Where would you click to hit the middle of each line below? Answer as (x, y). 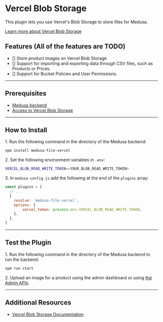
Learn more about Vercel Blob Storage (43, 31)
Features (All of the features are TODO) (65, 47)
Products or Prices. (31, 68)
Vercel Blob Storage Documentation (48, 314)
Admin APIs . (17, 283)
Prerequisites (26, 93)
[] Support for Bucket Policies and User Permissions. (65, 74)
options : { (25, 205)
